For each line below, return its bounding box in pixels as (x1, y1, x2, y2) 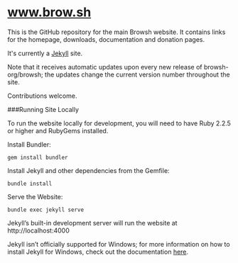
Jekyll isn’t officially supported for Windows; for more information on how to (7, 240, 230, 248)
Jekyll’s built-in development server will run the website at (7, 218, 178, 227)
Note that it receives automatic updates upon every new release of (7, 62, 202, 71)
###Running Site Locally (7, 105, 80, 113)
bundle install (7, 180, 53, 187)
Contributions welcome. (7, 91, 77, 100)
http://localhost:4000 (7, 226, 70, 235)
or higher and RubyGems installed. (7, 126, 109, 135)
